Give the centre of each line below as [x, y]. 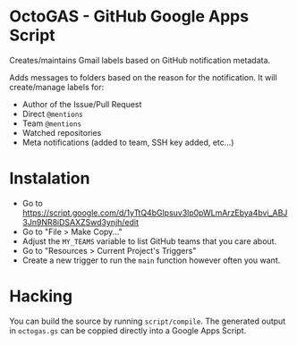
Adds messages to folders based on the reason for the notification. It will [143, 77]
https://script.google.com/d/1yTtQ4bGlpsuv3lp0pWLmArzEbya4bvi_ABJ [155, 213]
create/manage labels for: [57, 87]
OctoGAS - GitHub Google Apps [129, 17]
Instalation [50, 178]
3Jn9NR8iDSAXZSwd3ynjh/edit [81, 222]
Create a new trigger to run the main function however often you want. [151, 260]
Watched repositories [62, 132]
